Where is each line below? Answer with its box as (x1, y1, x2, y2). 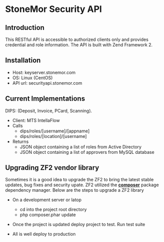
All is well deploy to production (12, 231, 76, 237)
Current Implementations (5, 95, 85, 103)
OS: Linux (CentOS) (12, 75, 53, 81)
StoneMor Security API (5, 3, 102, 15)
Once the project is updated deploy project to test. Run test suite (12, 222, 146, 228)
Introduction (5, 23, 45, 32)
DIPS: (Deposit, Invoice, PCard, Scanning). (5, 108, 92, 114)
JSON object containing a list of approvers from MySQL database (19, 149, 155, 155)
